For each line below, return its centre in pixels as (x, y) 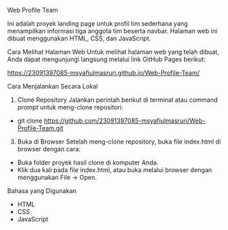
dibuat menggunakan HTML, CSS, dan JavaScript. (79, 38)
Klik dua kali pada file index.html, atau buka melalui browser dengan (115, 170)
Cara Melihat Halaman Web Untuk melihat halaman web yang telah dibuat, (113, 52)
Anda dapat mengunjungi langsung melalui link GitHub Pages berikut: (107, 59)
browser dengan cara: (49, 149)
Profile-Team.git (40, 128)
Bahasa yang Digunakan (42, 191)
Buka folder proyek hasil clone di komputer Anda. (88, 162)
